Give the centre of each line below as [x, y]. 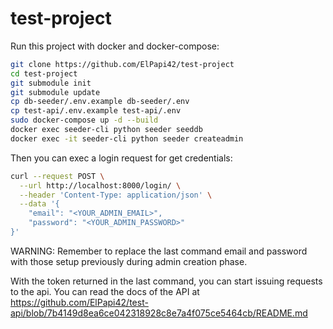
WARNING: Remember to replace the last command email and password [159, 251]
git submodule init [51, 83]
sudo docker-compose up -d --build [84, 120]
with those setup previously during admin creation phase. [129, 261]
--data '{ [39, 204]
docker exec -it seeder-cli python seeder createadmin [127, 138]
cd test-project [44, 73]
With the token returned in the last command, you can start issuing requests [166, 281]
